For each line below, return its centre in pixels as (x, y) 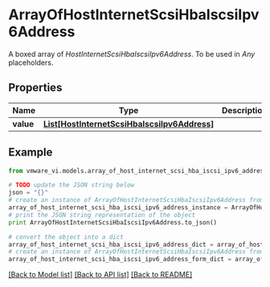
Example (31, 153)
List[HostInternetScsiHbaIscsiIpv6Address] (129, 123)
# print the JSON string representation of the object (102, 215)
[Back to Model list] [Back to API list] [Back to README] (100, 275)
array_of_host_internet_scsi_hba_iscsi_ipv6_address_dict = (111, 245)
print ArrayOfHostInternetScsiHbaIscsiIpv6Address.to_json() (113, 222)
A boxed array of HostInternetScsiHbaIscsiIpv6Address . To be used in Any (132, 54)
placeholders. (31, 63)
